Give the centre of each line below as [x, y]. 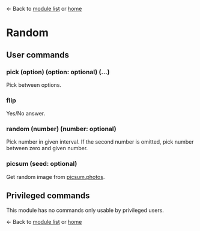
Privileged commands [48, 196]
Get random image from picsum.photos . [56, 177]
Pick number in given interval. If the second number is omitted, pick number [100, 142]
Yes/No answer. [26, 114]
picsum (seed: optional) [42, 164]
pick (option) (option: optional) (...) [58, 72]
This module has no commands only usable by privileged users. [85, 210]
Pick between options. [34, 85]
